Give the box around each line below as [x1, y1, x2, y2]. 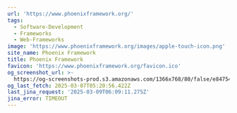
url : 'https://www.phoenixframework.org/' [7, 10, 134, 18]
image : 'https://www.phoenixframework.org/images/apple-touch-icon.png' [7, 43, 226, 50]
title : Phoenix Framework [7, 56, 83, 63]
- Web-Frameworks [13, 36, 65, 44]
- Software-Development [13, 23, 83, 30]
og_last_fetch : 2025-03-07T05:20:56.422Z [7, 82, 131, 89]
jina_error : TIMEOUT [7, 95, 68, 102]
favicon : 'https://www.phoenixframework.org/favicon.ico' [7, 62, 181, 69]
